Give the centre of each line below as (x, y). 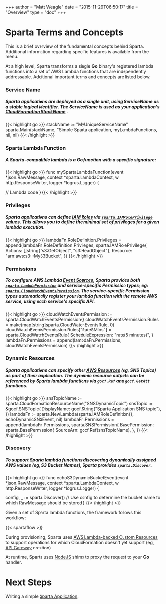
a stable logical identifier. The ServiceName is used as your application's (83, 107)
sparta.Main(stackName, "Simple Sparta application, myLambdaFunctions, (82, 130)
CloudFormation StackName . (37, 112)
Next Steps (29, 582)
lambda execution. (25, 227)
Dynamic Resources (30, 358)
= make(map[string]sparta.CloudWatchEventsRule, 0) (60, 325)
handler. (14, 562)
